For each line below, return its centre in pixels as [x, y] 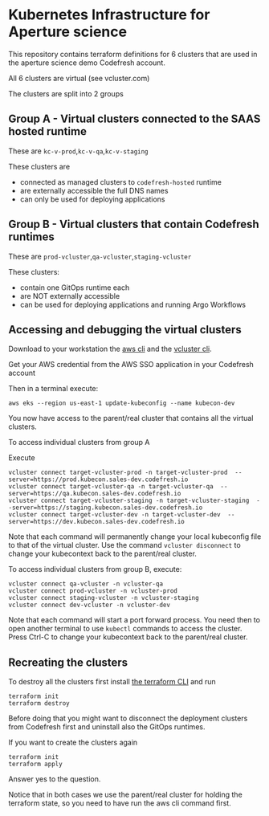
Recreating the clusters [68, 662]
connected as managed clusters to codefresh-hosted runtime [121, 182]
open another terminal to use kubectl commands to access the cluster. [125, 629]
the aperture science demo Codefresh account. [87, 63]
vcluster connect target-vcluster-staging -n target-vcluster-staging [129, 501]
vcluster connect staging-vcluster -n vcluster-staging [104, 598]
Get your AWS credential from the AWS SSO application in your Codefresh [131, 365]
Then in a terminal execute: [53, 389]
